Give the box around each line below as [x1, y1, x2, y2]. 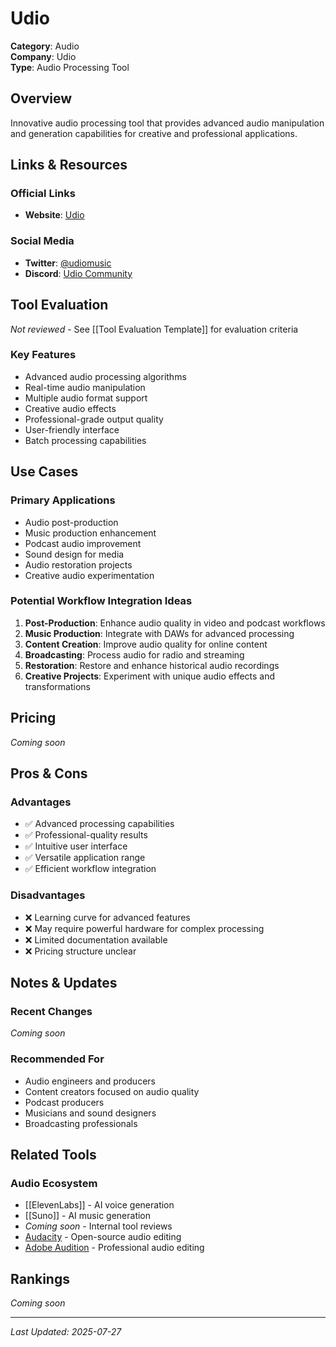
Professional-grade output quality [24, 413, 164, 425]
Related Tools [10, 1147, 97, 1163]
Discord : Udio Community [24, 267, 133, 279]
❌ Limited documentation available [24, 933, 168, 946]
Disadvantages [10, 888, 86, 902]
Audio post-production [24, 516, 119, 528]
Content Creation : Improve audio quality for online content [24, 638, 268, 650]
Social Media [10, 234, 75, 248]
